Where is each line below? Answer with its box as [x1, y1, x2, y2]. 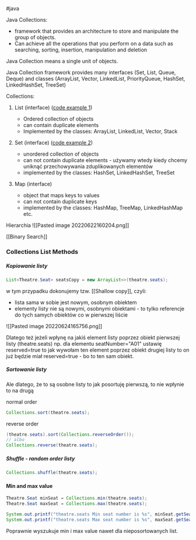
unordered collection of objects [23, 150, 99, 157]
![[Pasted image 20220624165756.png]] [6, 322, 103, 329]
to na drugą [6, 387, 34, 394]
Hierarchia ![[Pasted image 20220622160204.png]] [6, 222, 129, 229]
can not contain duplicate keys [23, 198, 97, 205]
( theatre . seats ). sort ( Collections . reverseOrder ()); [6, 431, 134, 438]
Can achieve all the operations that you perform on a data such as [14, 40, 173, 47]
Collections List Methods [6, 247, 79, 256]
